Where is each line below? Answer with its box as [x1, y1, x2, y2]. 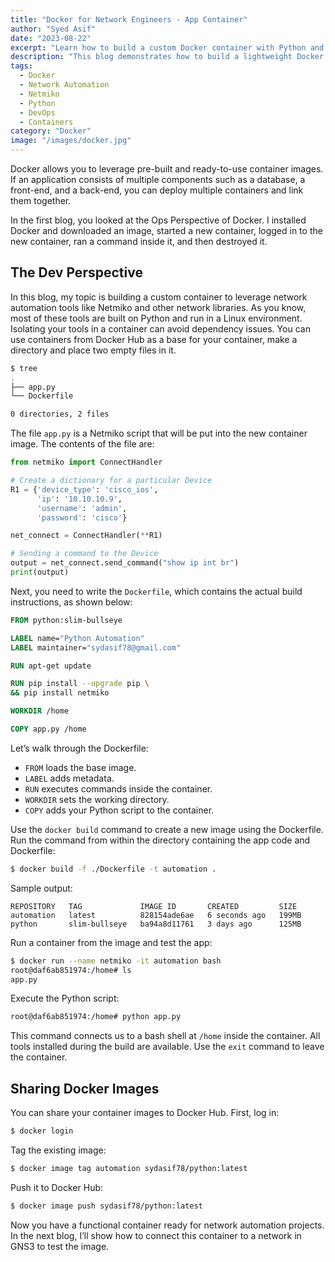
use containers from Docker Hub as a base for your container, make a [10, 333, 298, 345]
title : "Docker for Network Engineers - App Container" [10, 14, 248, 25]
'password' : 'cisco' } [36, 512, 128, 523]
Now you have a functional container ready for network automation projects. [10, 1219, 325, 1231]
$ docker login [10, 1126, 74, 1136]
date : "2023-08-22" [10, 33, 92, 43]
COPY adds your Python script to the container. [24, 804, 215, 816]
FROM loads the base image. [24, 761, 137, 773]
